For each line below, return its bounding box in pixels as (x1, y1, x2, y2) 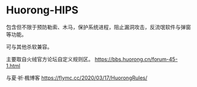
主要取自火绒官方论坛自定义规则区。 (6, 55, 94, 62)
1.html (6, 62, 21, 69)
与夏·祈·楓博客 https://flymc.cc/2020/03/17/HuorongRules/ (6, 74, 148, 81)
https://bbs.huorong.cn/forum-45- (94, 55, 178, 62)
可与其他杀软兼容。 (6, 43, 53, 50)
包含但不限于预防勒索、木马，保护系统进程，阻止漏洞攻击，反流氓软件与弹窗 (6, 23, 191, 30)
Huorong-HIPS (6, 4, 79, 17)
